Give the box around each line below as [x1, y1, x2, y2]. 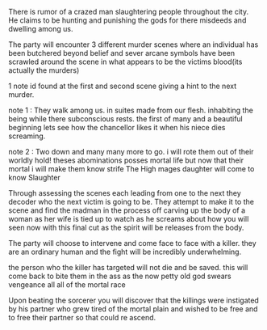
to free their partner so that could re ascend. [8, 313, 156, 322]
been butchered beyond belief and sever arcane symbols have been [8, 49, 236, 57]
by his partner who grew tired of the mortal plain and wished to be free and [8, 304, 258, 314]
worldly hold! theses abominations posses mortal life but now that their [8, 155, 244, 165]
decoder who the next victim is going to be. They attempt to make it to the [8, 197, 254, 206]
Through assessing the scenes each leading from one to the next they [8, 188, 242, 197]
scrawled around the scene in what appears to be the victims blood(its [8, 57, 243, 66]
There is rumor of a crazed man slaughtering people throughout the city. [8, 7, 249, 16]
